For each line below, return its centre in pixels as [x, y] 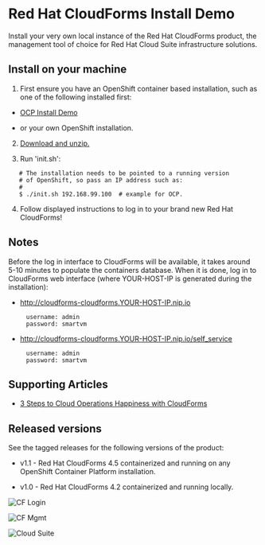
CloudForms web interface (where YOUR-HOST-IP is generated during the [130, 278]
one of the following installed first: [76, 97]
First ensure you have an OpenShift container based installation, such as [138, 88]
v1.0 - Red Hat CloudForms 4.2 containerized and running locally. [127, 487]
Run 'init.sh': [40, 158]
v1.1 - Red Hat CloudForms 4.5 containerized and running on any [125, 463]
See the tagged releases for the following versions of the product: [116, 448]
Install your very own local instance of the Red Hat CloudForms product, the [132, 36]
